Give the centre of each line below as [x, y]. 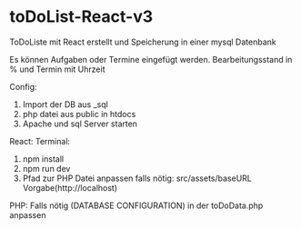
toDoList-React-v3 [81, 17]
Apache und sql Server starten [80, 124]
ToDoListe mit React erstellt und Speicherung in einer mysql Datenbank [143, 42]
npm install [43, 159]
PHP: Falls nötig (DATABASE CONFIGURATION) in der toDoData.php [136, 205]
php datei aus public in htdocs [79, 114]
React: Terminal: [40, 141]
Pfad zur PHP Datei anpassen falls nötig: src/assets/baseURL [137, 178]
